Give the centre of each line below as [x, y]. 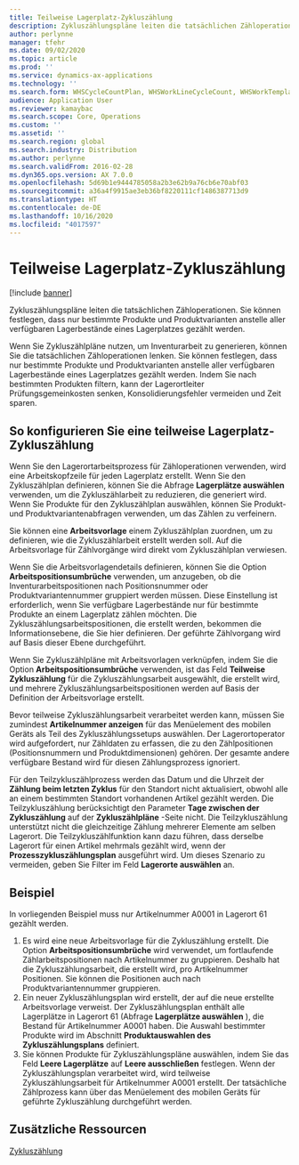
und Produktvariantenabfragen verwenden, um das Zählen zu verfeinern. [143, 514]
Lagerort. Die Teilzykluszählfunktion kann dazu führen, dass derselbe [137, 837]
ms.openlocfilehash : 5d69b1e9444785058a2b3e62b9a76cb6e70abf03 [129, 183]
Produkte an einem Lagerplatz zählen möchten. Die [103, 614]
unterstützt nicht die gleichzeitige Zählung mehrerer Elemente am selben [142, 827]
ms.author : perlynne [48, 158]
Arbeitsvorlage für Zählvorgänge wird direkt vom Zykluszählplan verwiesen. [148, 550]
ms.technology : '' [43, 84]
